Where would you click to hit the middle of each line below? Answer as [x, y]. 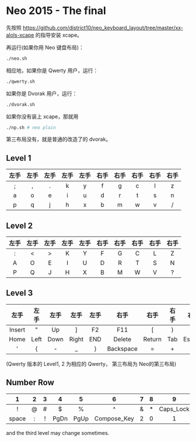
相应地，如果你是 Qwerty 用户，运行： [52, 70]
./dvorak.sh [20, 104]
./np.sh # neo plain [31, 127]
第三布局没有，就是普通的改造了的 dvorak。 [59, 139]
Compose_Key [114, 418]
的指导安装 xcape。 [59, 35]
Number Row [30, 383]
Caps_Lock [174, 409]
